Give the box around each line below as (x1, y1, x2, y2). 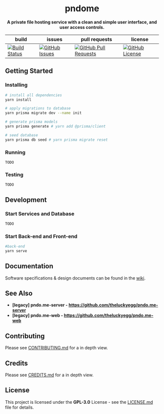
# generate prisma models (5, 119, 58, 125)
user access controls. (59, 24, 105, 30)
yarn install (5, 97, 32, 102)
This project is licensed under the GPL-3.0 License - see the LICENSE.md (5, 399, 153, 405)
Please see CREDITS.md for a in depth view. (5, 372, 94, 378)
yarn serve (5, 248, 27, 253)
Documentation (5, 262, 54, 270)
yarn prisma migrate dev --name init (5, 110, 82, 115)
